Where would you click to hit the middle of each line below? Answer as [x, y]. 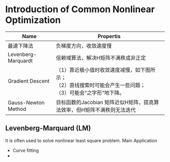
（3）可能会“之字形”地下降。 [90, 92]
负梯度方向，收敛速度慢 [84, 46]
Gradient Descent [29, 81]
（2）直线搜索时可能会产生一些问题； [101, 85]
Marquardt [20, 60]
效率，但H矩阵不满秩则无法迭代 [98, 110]
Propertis [109, 36]
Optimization [33, 20]
